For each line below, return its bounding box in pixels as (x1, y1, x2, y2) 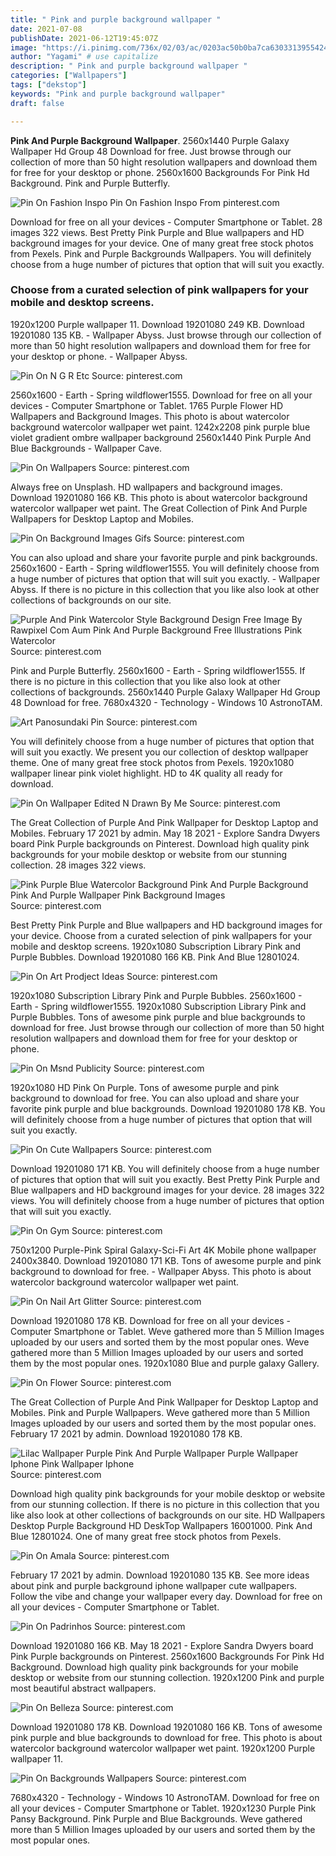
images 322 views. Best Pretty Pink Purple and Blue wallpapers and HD (10, 226, 305, 238)
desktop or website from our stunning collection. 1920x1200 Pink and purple (10, 1671, 325, 1683)
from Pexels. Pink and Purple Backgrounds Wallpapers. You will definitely (10, 247, 312, 260)
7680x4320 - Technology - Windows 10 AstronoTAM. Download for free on (10, 1791, 320, 1803)
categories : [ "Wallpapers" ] (10, 71, 128, 81)
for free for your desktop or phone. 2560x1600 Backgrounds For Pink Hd (10, 166, 310, 178)
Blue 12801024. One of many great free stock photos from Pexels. (10, 1530, 282, 1542)
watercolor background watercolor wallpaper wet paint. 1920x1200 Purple (10, 1742, 316, 1754)
